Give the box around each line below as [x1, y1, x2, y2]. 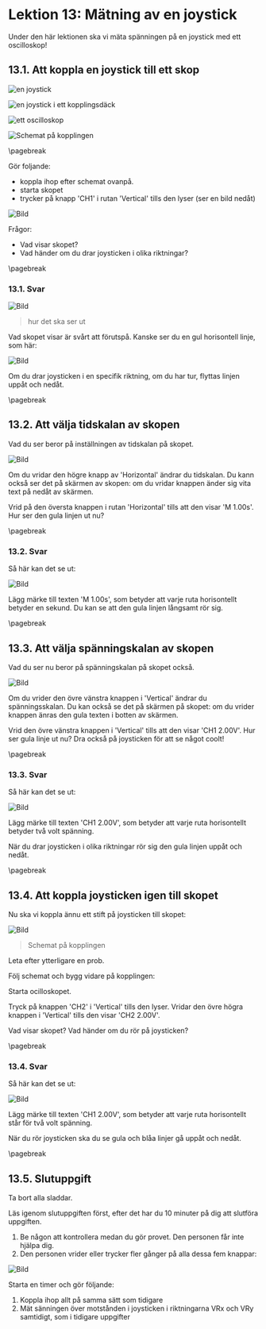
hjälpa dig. [19, 1241, 54, 1250]
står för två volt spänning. [8, 1118, 93, 1128]
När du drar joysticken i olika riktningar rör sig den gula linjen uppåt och [8, 842, 242, 851]
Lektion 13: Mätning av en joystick [8, 6, 237, 24]
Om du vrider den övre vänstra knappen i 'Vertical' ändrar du [8, 693, 208, 703]
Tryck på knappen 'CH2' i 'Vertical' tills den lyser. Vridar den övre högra [8, 1002, 244, 1011]
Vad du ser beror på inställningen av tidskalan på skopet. [8, 439, 195, 449]
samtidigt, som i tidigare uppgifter [19, 1312, 131, 1322]
